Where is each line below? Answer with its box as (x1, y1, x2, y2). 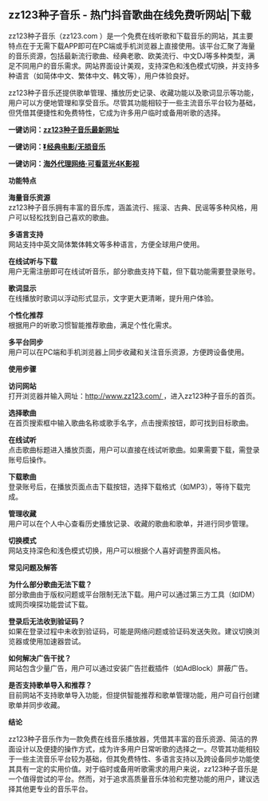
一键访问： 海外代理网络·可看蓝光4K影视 (8, 159, 140, 168)
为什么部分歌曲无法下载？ (8, 579, 93, 589)
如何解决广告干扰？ (8, 653, 72, 663)
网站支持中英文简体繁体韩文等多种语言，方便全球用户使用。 (8, 239, 204, 249)
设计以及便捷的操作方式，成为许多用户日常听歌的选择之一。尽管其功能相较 (14, 744, 260, 753)
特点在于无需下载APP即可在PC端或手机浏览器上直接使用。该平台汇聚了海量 (8, 41, 255, 50)
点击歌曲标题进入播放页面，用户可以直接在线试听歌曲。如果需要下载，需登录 (8, 444, 260, 454)
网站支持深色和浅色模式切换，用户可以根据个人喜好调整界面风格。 (8, 546, 225, 555)
